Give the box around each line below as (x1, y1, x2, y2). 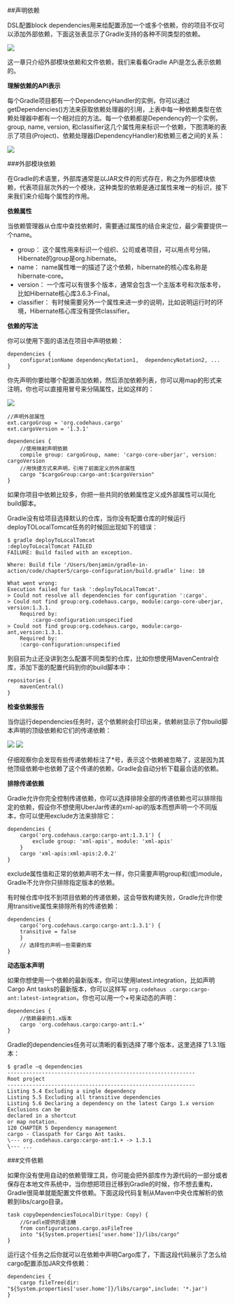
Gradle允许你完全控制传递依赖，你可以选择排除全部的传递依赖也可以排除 (7, 795, 217, 802)
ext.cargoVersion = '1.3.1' (7, 426, 90, 433)
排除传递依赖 (7, 779, 44, 787)
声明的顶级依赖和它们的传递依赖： (13, 726, 112, 734)
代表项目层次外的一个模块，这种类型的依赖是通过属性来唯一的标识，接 (19, 183, 222, 191)
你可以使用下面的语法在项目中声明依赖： (7, 337, 124, 345)
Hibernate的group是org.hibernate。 (17, 255, 121, 262)
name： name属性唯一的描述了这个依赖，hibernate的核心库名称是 (17, 263, 208, 271)
